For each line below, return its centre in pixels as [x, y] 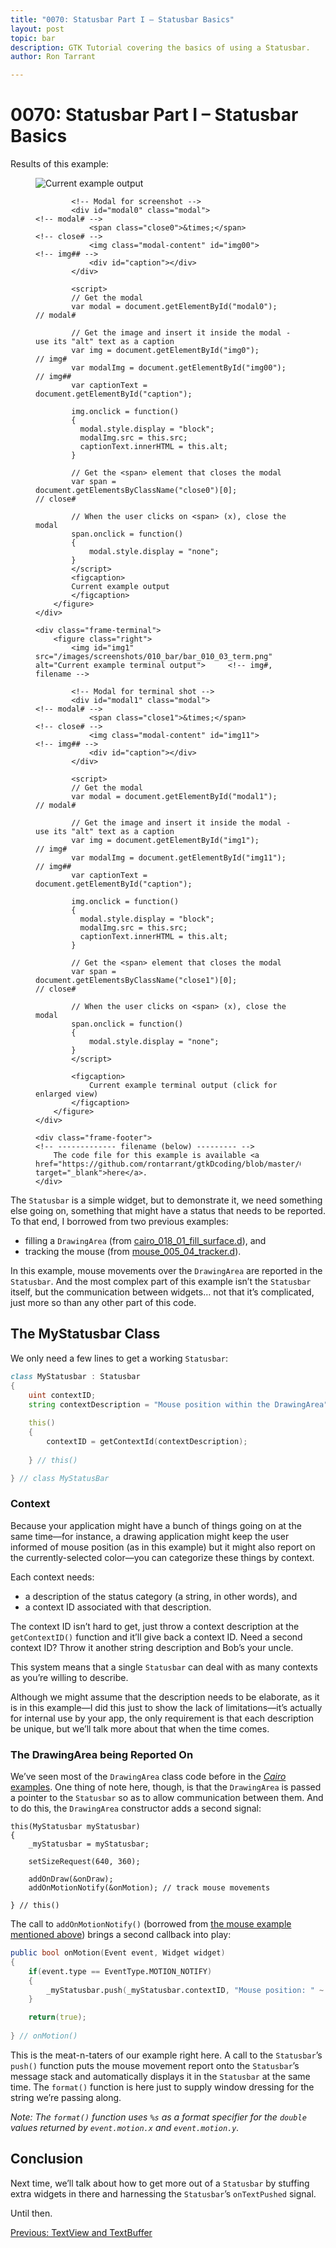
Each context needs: [52, 1577]
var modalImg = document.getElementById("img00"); [179, 368]
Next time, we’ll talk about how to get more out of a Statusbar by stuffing [160, 2183]
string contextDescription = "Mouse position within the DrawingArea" [178, 1404]
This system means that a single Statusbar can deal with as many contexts [164, 1667]
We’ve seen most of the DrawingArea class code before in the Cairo [148, 1777]
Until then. [31, 2213]
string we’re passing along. [66, 2097]
